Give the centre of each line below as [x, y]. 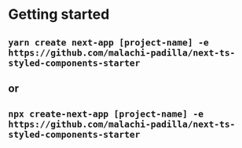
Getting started [59, 14]
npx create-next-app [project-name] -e [106, 114]
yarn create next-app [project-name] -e [109, 42]
